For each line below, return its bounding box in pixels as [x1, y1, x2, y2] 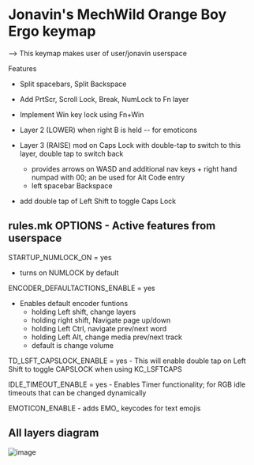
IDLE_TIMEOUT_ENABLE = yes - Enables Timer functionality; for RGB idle [8, 380, 246, 389]
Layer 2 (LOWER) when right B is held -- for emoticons [19, 125, 197, 134]
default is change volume [31, 340, 114, 350]
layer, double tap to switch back [19, 149, 124, 158]
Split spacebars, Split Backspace [19, 79, 127, 89]
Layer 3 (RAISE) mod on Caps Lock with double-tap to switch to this [19, 140, 241, 149]
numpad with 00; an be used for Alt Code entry [31, 172, 185, 182]
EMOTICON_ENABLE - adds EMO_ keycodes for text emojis [8, 403, 201, 413]
